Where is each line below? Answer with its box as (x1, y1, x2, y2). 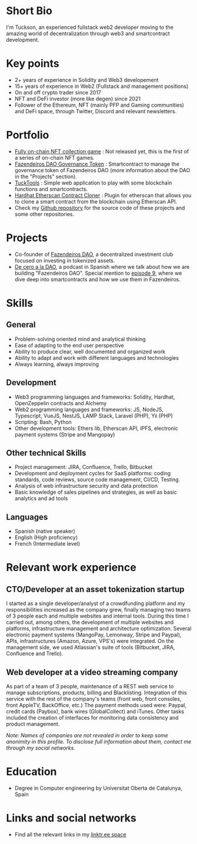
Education (6, 765, 57, 779)
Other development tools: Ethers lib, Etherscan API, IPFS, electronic (14, 425, 178, 432)
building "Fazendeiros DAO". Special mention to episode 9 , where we (14, 270, 182, 277)
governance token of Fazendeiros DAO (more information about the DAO (14, 166, 191, 173)
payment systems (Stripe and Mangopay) (14, 431, 115, 438)
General (6, 320, 36, 330)
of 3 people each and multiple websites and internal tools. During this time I (6, 612, 189, 620)
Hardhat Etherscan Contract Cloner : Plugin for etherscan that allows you (14, 192, 192, 199)
